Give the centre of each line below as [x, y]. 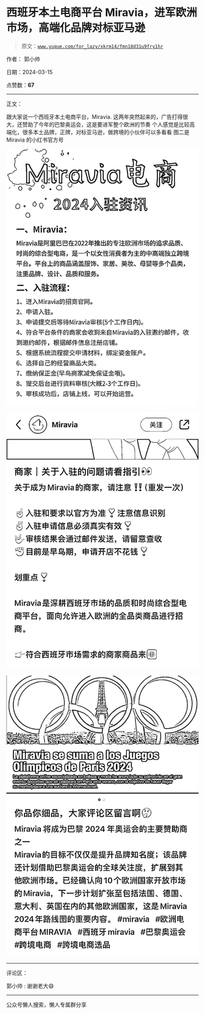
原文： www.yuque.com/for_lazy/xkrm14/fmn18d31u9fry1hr [92, 46]
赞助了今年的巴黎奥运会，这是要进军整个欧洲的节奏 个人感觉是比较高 [109, 124]
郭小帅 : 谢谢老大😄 [30, 986]
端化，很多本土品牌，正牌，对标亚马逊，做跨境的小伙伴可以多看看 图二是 [98, 132]
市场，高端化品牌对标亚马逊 [76, 28]
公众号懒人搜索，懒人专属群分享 [46, 1005]
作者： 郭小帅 [23, 59]
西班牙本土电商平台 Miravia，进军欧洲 [102, 13]
